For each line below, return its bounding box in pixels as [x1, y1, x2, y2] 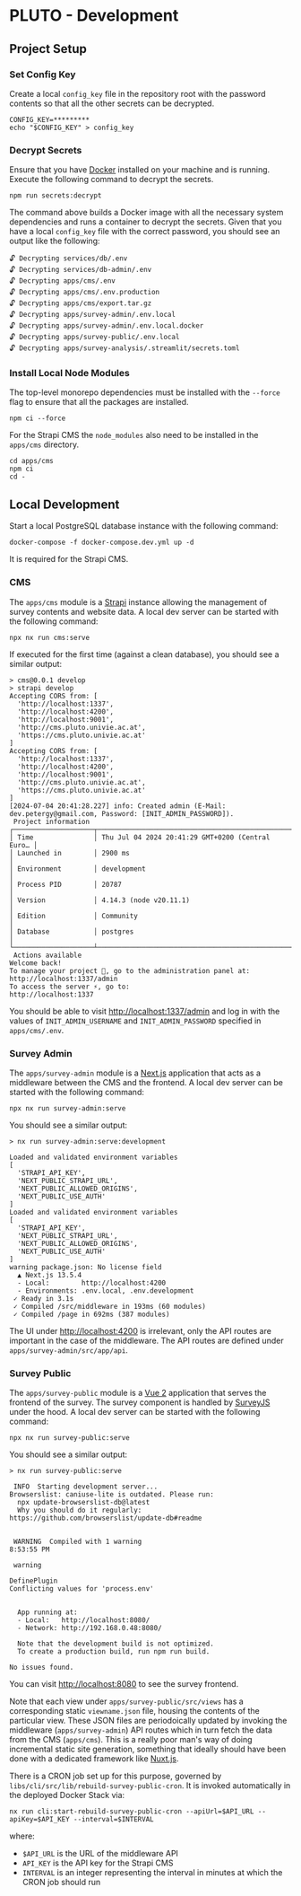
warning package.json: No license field [9, 1262, 163, 1271]
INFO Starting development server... [13, 1482, 159, 1491]
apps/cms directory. [9, 439, 79, 450]
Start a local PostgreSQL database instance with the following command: [9, 521, 279, 531]
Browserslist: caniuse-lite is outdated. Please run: [9, 1490, 215, 1499]
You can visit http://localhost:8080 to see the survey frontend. [9, 1679, 239, 1690]
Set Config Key [9, 68, 76, 81]
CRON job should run [21, 1877, 101, 1888]
